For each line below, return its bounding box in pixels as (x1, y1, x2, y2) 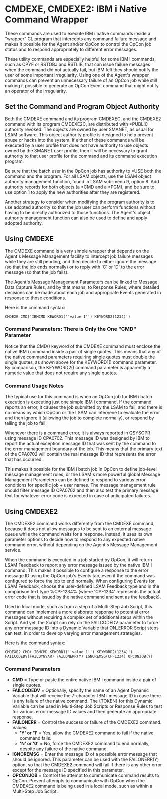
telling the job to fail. (5, 420, 47, 426)
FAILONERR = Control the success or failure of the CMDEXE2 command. (12, 719, 162, 725)
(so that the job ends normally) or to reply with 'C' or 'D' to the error (5, 264, 145, 270)
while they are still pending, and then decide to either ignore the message (5, 258, 156, 264)
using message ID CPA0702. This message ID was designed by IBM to (5, 435, 150, 441)
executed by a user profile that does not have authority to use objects (5, 142, 148, 148)
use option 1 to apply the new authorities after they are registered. (5, 189, 141, 195)
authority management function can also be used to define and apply (5, 215, 147, 221)
